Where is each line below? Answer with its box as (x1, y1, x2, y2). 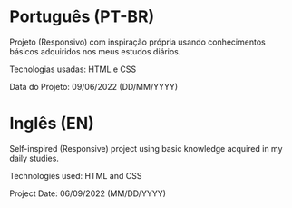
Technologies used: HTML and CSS (9, 170, 142, 181)
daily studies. (9, 153, 59, 163)
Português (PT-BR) (9, 6, 155, 27)
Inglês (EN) (9, 114, 95, 134)
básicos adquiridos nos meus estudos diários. (9, 45, 181, 56)
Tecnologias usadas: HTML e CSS (9, 64, 137, 74)
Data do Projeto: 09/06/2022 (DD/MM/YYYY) (9, 81, 179, 92)
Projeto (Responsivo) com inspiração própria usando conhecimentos (9, 36, 266, 47)
